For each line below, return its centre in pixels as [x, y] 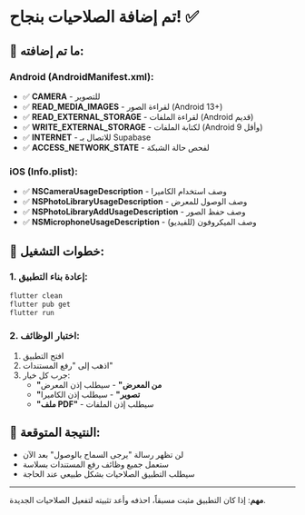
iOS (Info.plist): [44, 172]
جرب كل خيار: [46, 375]
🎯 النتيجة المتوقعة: [55, 433]
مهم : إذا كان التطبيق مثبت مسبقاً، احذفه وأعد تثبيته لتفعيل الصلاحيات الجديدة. [138, 500]
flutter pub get [40, 304]
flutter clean [36, 296]
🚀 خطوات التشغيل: [57, 251]
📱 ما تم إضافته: [47, 50]
